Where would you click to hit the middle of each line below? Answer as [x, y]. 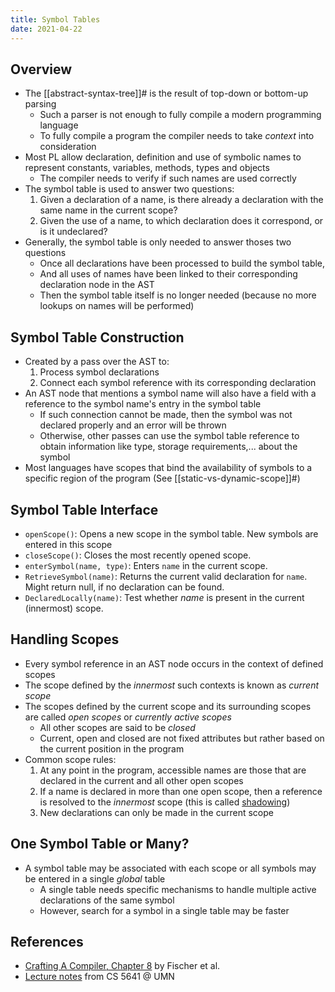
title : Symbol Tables [55, 19]
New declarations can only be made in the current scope [156, 812]
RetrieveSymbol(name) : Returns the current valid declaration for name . [166, 576]
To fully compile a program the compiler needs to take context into [177, 136]
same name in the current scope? [108, 210]
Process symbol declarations [99, 372]
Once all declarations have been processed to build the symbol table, [182, 263]
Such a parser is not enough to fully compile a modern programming [180, 115]
